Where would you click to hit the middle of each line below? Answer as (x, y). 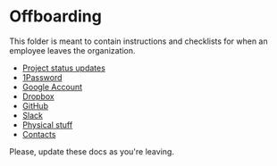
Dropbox (38, 96)
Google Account (52, 87)
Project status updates (63, 68)
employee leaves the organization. (72, 50)
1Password (42, 77)
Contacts (39, 134)
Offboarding (56, 17)
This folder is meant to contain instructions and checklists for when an (138, 41)
